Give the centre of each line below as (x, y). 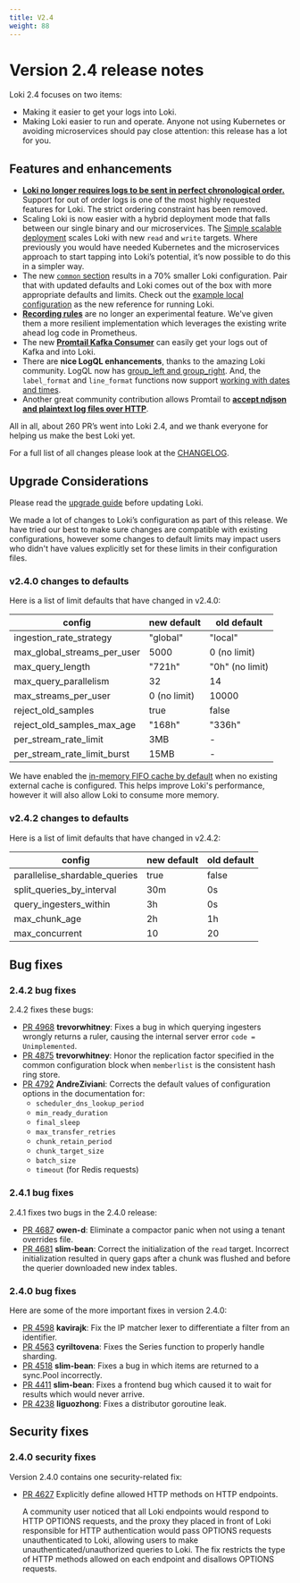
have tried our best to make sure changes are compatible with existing (138, 529)
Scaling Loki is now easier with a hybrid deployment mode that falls (146, 219)
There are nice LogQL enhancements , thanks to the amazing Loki (144, 361)
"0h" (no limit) (239, 667)
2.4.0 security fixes (53, 1457)
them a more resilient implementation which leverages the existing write (154, 324)
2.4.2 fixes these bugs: (51, 1010)
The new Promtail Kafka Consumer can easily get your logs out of (145, 343)
